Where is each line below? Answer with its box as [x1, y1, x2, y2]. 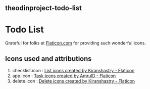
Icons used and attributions [5, 54, 92, 63]
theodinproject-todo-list [5, 4, 82, 12]
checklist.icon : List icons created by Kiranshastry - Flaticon [12, 68, 135, 74]
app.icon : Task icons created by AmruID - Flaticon [12, 73, 116, 79]
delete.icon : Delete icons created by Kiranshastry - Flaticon [12, 78, 135, 84]
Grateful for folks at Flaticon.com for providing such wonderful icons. [5, 40, 146, 46]
